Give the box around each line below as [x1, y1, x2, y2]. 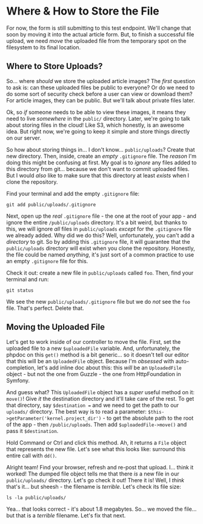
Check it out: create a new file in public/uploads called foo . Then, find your [6, 269, 194, 277]
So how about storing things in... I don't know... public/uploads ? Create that [6, 146, 195, 153]
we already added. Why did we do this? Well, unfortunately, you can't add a [6, 232, 195, 239]
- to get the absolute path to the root [102, 414, 194, 422]
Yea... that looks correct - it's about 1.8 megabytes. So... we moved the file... [6, 505, 197, 512]
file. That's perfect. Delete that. [6, 304, 84, 312]
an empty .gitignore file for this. [6, 257, 88, 264]
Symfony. [6, 377, 30, 384]
